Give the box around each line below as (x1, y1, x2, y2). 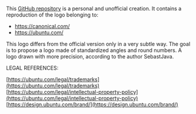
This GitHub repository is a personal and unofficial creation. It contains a (6, 5, 182, 12)
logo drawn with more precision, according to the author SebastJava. (6, 53, 174, 60)
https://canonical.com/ (14, 23, 70, 30)
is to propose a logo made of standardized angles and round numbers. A (6, 47, 182, 54)
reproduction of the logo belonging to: (6, 11, 99, 18)
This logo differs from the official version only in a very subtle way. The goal (6, 41, 191, 47)
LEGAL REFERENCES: (6, 64, 59, 71)
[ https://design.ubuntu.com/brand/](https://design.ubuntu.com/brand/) (6, 101, 178, 108)
